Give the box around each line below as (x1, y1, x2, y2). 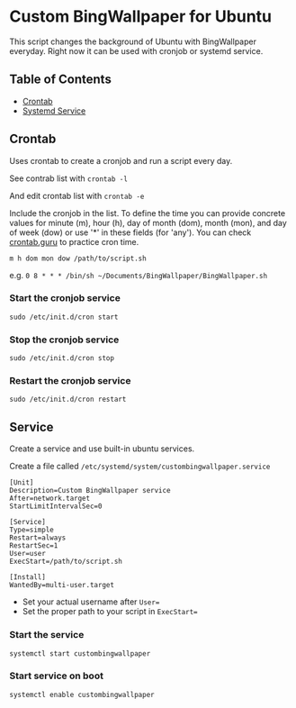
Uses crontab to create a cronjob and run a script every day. (9, 155, 233, 166)
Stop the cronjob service (9, 333, 120, 346)
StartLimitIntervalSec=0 (9, 502, 103, 511)
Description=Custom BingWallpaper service (9, 486, 171, 495)
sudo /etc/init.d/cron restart (9, 395, 127, 404)
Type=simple (9, 525, 54, 535)
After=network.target (9, 494, 91, 504)
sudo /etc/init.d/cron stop (9, 354, 115, 363)
